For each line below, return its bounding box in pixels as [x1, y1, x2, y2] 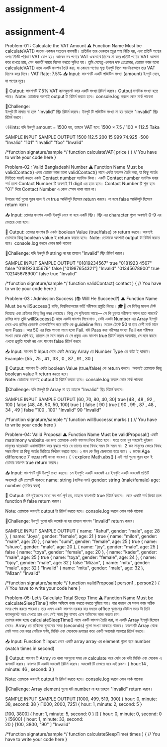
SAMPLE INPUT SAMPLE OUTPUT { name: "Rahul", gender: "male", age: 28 [5, 528, 160, 534]
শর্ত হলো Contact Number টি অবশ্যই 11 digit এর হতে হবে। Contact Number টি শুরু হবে [5, 181, 155, 187]
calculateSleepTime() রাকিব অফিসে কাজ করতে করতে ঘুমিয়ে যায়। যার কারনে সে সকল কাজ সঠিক [5, 600, 155, 606]
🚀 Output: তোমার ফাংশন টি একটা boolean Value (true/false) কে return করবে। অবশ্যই [5, 229, 153, 235]
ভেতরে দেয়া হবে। [5, 219, 31, 225]
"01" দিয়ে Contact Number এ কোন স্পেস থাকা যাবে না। [5, 186, 97, 192]
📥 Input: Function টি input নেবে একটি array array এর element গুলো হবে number [5, 639, 151, 644]
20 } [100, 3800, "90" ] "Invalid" [5, 722, 71, 728]
